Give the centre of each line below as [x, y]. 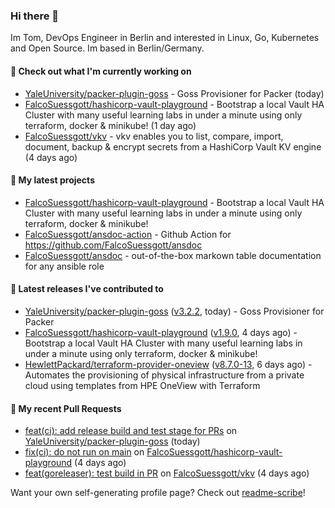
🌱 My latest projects [52, 180]
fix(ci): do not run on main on [84, 452]
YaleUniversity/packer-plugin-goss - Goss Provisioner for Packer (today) [174, 93]
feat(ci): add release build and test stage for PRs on [131, 431]
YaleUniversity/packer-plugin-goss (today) [112, 441]
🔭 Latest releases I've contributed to [87, 289]
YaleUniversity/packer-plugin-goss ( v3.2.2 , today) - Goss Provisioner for [174, 311]
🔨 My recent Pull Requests [66, 408]
